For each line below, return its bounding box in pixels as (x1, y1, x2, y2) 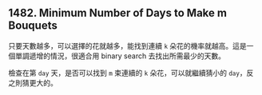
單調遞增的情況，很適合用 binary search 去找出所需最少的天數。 (14, 51, 226, 61)
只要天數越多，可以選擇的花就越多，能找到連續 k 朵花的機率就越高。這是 (8, 41, 248, 50)
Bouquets (8, 19, 58, 33)
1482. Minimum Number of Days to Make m (8, 6, 228, 20)
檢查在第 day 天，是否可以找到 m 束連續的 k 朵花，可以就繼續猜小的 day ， (8, 68, 247, 77)
